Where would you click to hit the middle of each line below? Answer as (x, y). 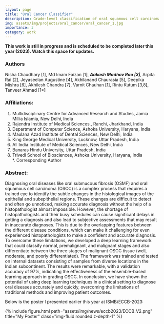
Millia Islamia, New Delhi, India (42, 119)
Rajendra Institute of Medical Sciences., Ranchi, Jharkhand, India (77, 124)
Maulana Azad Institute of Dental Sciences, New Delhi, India (72, 134)
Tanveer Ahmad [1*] (25, 90)
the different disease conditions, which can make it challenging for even (77, 230)
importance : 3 (20, 28)
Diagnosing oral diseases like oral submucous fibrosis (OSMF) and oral (76, 183)
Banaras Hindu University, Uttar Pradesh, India (59, 150)
